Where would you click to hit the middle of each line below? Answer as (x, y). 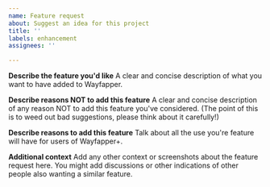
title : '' (25, 31)
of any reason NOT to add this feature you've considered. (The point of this (133, 109)
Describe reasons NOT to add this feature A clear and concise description (133, 100)
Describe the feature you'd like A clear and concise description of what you (135, 76)
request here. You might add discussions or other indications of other (124, 165)
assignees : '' (32, 46)
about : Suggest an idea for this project (79, 23)
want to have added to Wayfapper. (66, 85)
